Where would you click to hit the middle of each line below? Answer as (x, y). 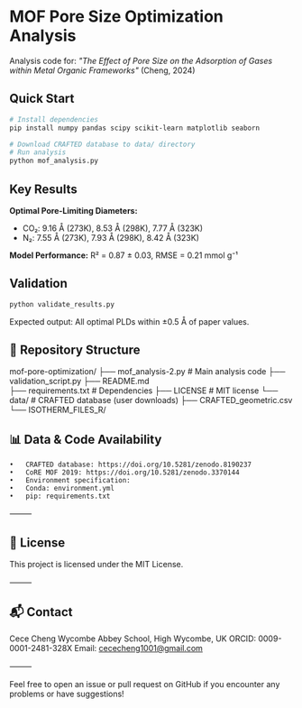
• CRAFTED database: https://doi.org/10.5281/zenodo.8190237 (131, 465)
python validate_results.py (62, 304)
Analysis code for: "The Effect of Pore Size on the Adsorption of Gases (141, 60)
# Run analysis (38, 152)
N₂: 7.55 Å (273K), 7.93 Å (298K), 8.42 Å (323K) (111, 237)
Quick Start (42, 99)
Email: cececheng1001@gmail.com (138, 648)
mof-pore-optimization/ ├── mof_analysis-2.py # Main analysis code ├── (147, 372)
